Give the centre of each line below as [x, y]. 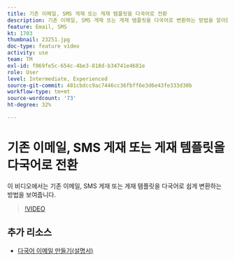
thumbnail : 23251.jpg [39, 40]
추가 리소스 [30, 233]
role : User [23, 72]
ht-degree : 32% [29, 105]
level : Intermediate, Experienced [58, 79]
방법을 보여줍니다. [32, 195]
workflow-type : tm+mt [39, 92]
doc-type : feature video [43, 46]
